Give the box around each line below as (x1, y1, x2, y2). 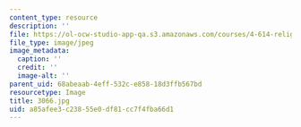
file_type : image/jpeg (9, 38, 94, 47)
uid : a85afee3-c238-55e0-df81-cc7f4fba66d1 (9, 105, 175, 114)
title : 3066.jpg (9, 96, 70, 106)
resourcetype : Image (9, 88, 87, 97)
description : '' (9, 21, 70, 30)
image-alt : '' (17, 72, 70, 80)
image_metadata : (9, 47, 70, 55)
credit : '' (17, 63, 58, 72)
